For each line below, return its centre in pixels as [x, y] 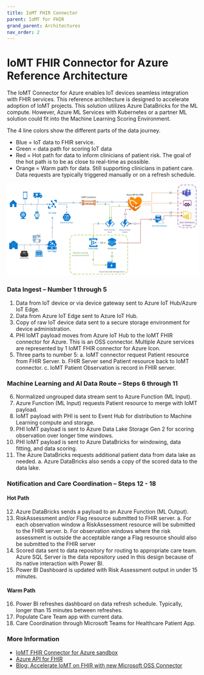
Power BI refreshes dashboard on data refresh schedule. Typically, [99, 604]
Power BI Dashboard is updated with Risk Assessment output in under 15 [107, 570]
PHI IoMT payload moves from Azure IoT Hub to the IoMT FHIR [94, 335]
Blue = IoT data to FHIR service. [55, 143]
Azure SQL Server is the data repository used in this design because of [104, 557]
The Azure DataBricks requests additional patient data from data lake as [106, 454]
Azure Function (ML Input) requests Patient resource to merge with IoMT [107, 403]
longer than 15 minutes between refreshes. [69, 610]
